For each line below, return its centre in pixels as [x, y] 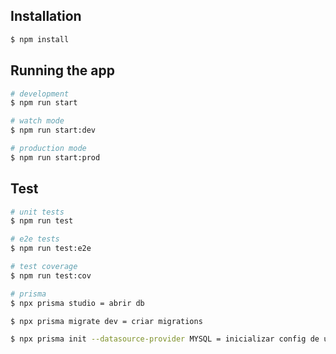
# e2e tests [35, 239]
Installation [46, 16]
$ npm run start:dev [53, 130]
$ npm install [40, 39]
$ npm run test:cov [51, 275]
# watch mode [37, 121]
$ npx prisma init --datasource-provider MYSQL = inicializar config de [165, 339]
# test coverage [44, 267]
